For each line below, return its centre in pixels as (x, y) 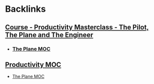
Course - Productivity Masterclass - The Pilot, (77, 27)
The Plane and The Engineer (49, 35)
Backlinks (26, 9)
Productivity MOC (33, 65)
